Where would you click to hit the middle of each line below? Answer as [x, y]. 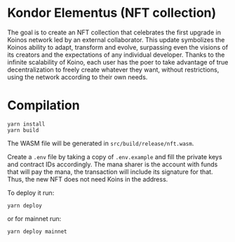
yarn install [26, 124]
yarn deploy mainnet [38, 231]
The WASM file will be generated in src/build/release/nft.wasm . [101, 143]
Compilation [43, 106]
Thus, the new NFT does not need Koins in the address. [88, 179]
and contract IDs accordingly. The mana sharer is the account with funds [113, 164]
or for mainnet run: [34, 218]
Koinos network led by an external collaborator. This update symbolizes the [116, 39]
